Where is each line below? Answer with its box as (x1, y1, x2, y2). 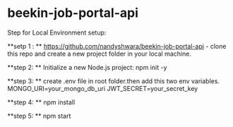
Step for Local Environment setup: (7, 28, 107, 37)
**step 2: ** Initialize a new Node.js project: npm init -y (7, 63, 167, 71)
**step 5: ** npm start (7, 111, 71, 120)
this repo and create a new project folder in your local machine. (7, 49, 192, 58)
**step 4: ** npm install (7, 97, 76, 107)
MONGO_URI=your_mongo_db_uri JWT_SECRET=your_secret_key (7, 84, 198, 92)
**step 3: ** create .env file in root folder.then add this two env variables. (7, 76, 220, 85)
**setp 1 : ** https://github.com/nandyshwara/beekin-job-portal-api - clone (7, 42, 227, 50)
